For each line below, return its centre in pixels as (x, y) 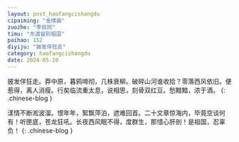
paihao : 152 (25, 40)
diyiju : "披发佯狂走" (37, 47)
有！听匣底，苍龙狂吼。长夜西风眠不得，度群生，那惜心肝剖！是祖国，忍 (113, 121)
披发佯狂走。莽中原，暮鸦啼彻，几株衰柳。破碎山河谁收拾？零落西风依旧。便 (119, 81)
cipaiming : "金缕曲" (36, 21)
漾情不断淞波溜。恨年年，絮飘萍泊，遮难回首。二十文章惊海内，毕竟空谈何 (116, 113)
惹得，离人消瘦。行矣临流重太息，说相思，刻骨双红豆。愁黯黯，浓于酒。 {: (116, 90)
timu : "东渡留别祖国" (36, 34)
